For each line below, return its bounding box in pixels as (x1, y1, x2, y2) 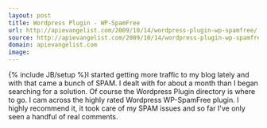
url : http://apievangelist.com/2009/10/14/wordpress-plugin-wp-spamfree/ (8, 26, 258, 34)
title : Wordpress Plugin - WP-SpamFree (8, 19, 141, 27)
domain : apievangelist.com (8, 41, 98, 49)
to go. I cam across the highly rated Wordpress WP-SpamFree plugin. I (8, 96, 239, 104)
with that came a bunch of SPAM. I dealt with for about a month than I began (8, 78, 258, 88)
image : (8, 48, 30, 56)
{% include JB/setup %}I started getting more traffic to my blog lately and (8, 70, 250, 79)
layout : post (8, 11, 52, 20)
